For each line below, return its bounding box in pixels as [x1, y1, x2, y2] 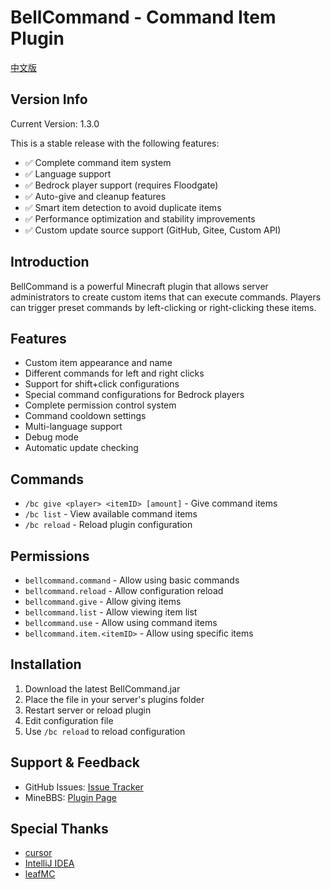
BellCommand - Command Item [10, 6, 277, 29]
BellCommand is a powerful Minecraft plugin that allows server [10, 280, 269, 292]
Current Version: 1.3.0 [10, 117, 100, 130]
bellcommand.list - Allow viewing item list [24, 606, 198, 618]
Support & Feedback [10, 754, 141, 771]
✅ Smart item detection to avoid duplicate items [24, 201, 222, 213]
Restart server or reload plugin [24, 704, 152, 716]
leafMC [24, 868, 56, 880]
